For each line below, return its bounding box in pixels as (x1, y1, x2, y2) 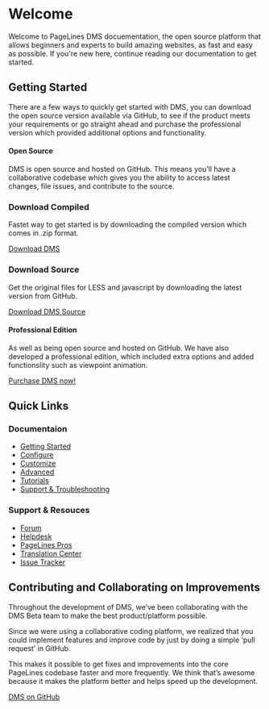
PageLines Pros (19, 540, 72, 549)
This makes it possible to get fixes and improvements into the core (8, 659, 229, 669)
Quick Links (8, 399, 69, 413)
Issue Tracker (19, 557, 66, 567)
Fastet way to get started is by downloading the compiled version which (8, 219, 247, 230)
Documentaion (8, 423, 68, 435)
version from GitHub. (8, 291, 78, 301)
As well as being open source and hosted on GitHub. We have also (8, 343, 230, 352)
